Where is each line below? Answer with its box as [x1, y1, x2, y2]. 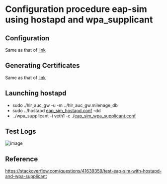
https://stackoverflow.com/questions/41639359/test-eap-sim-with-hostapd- [5, 168, 162, 174]
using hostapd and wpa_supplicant [5, 14, 153, 25]
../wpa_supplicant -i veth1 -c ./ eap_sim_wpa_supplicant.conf [12, 113, 136, 119]
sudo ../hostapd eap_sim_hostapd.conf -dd [12, 107, 101, 113]
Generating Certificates [5, 61, 81, 70]
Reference [5, 155, 38, 163]
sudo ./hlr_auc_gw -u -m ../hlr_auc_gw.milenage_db [12, 102, 118, 108]
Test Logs [5, 127, 36, 136]
